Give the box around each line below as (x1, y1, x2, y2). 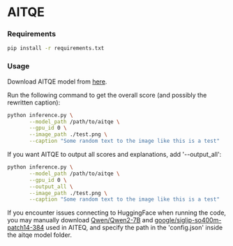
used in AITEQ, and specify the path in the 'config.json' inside (45, 224, 223, 232)
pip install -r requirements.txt (7, 45, 105, 52)
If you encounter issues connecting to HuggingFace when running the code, (7, 208, 227, 217)
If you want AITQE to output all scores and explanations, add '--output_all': (7, 151, 222, 159)
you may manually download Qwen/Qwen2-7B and (7, 216, 153, 224)
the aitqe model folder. (7, 231, 72, 239)
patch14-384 (7, 224, 45, 232)
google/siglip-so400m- (154, 216, 222, 224)
